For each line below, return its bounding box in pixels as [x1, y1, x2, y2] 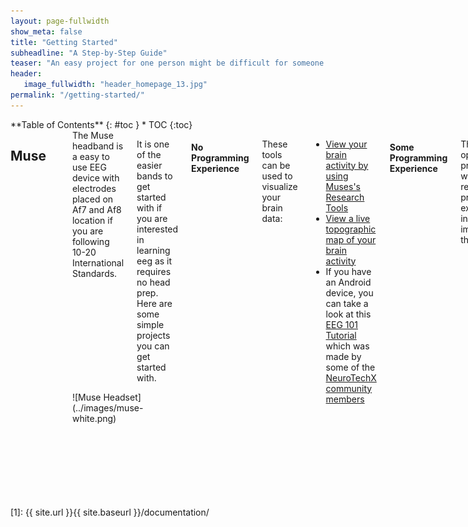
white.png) [71, 412, 117, 424]
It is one [136, 138, 170, 150]
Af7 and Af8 [71, 203, 122, 215]
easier [136, 159, 163, 171]
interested [136, 223, 179, 235]
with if [136, 201, 163, 214]
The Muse [71, 129, 114, 141]
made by [325, 350, 362, 362]
